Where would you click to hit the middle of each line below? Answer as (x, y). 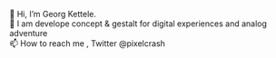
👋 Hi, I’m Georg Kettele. (53, 14)
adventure (29, 33)
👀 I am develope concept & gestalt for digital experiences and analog (138, 24)
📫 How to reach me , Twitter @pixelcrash (88, 43)
